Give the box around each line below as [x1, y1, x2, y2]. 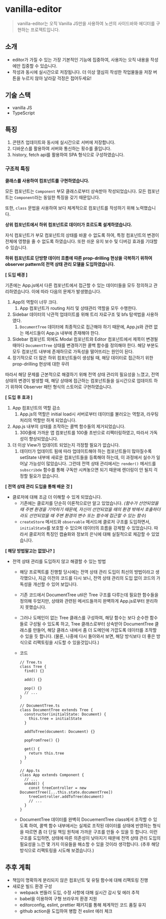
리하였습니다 [5, 288, 30, 294]
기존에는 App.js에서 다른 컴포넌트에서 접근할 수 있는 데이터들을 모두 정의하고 [5, 282, 153, 288]
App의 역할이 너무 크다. [12, 299, 58, 305]
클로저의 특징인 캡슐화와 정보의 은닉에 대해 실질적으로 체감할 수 [29, 531, 151, 537]
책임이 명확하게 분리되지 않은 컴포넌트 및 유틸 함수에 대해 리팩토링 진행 [12, 877, 148, 883]
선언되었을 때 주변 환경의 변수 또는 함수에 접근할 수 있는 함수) [29, 512, 147, 518]
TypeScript [12, 110, 35, 116]
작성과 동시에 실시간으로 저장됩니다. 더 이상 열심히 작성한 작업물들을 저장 [12, 69, 152, 75]
